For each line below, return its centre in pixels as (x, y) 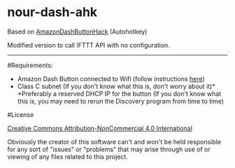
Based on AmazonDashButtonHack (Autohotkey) (77, 31)
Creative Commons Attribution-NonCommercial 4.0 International (100, 128)
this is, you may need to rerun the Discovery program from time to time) (121, 101)
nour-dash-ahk (52, 12)
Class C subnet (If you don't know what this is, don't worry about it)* (116, 86)
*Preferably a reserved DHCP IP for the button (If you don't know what (119, 93)
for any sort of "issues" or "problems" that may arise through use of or (109, 149)
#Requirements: (30, 65)
